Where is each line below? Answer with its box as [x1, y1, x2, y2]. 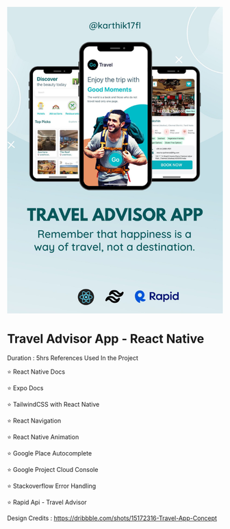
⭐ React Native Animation [7, 433, 79, 441]
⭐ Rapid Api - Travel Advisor [7, 498, 87, 506]
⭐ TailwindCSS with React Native [7, 400, 100, 408]
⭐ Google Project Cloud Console [7, 465, 99, 473]
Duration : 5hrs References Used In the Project [7, 354, 139, 362]
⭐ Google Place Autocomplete [7, 449, 92, 457]
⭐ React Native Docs [7, 368, 66, 376]
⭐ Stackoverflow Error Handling [7, 482, 97, 490]
